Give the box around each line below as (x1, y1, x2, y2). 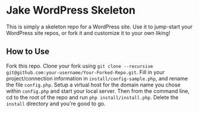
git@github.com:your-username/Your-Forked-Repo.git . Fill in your (6, 69, 165, 76)
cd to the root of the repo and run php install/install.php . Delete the (6, 93, 179, 101)
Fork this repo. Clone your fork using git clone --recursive (6, 62, 153, 69)
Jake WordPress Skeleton (6, 4, 135, 17)
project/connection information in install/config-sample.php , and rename (6, 75, 188, 82)
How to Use (6, 47, 50, 57)
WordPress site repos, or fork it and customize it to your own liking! (6, 29, 170, 36)
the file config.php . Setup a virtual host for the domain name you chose (6, 81, 181, 88)
